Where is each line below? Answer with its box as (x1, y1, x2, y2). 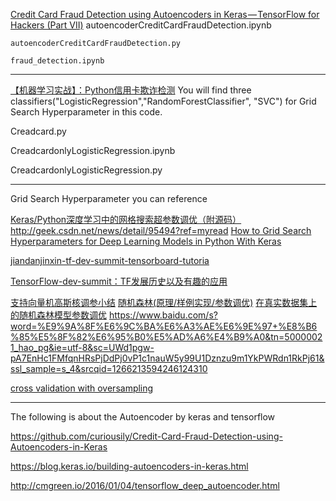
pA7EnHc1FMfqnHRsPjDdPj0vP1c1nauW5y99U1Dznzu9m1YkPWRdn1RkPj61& (10, 352, 325, 364)
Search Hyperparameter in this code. (10, 106, 163, 118)
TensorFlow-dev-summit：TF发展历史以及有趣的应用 (10, 275, 228, 287)
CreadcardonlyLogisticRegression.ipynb (10, 145, 176, 156)
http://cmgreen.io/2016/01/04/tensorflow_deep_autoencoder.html (10, 480, 280, 491)
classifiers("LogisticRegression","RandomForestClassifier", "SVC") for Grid (10, 95, 317, 107)
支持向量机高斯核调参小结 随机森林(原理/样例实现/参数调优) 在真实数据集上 (10, 297, 318, 308)
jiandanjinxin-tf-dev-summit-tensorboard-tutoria (10, 255, 210, 266)
